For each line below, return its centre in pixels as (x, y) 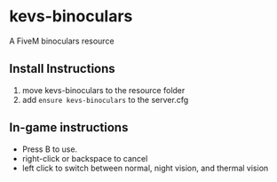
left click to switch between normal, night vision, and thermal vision (145, 168)
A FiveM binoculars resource (62, 41)
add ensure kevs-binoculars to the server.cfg (105, 99)
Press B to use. (50, 149)
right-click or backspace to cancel (85, 158)
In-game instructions (69, 127)
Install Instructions (62, 69)
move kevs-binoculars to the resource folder (103, 90)
